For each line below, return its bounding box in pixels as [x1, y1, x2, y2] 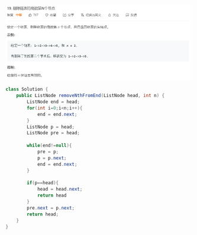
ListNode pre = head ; [27, 130, 80, 136]
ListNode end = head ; [27, 99, 80, 105]
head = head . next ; [37, 186, 83, 192]
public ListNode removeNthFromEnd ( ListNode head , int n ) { [16, 93, 165, 99]
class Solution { [5, 86, 49, 92]
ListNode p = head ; [27, 124, 75, 130]
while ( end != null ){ [27, 143, 72, 149]
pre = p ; [37, 149, 59, 155]
